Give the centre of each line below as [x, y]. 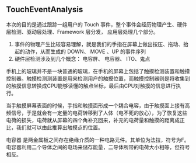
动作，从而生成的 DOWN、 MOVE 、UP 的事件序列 [85, 51]
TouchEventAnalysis [45, 10]
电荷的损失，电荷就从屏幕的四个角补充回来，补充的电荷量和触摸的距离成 [93, 120]
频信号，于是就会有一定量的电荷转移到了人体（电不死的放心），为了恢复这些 [97, 113]
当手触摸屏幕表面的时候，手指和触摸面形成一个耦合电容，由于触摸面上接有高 [98, 105]
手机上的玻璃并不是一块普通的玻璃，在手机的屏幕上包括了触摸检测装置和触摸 [98, 71]
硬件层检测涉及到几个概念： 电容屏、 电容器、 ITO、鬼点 [82, 58]
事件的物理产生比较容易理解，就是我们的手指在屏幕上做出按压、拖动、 [99, 44]
